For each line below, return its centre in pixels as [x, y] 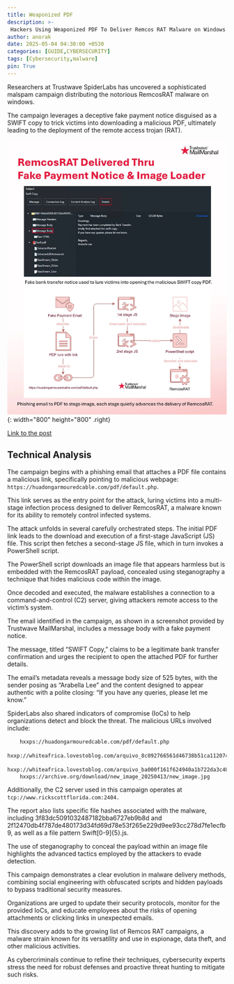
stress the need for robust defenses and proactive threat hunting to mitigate [116, 967]
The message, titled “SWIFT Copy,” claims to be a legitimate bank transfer [113, 649]
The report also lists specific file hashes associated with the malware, [107, 810]
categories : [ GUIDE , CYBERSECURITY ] [59, 52]
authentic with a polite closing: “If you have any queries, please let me [108, 692]
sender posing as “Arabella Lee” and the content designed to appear [106, 685]
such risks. [23, 974]
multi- [214, 500]
